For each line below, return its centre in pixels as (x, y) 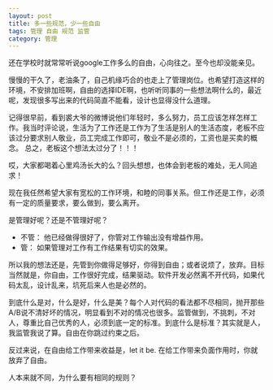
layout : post (30, 16)
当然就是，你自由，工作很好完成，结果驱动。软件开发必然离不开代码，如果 (133, 275)
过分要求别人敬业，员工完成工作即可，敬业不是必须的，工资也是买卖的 (132, 138)
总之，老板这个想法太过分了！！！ (81, 148)
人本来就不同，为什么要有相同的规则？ (72, 378)
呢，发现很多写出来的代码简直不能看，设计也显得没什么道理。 (112, 100)
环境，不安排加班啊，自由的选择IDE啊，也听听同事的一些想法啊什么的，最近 (135, 90)
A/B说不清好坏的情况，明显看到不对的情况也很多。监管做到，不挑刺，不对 (132, 313)
